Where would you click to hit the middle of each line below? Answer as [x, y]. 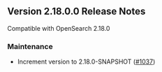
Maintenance [30, 46]
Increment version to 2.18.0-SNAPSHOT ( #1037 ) [86, 62]
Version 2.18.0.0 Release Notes [76, 12]
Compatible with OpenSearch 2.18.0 [59, 28]
